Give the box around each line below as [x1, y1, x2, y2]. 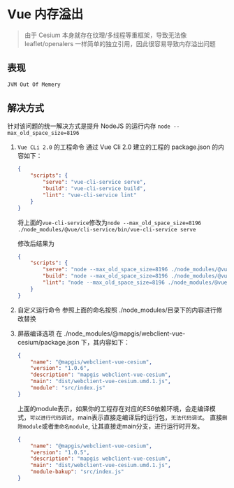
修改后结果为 [17, 239, 54, 247]
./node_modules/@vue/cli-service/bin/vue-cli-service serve [17, 226, 196, 233]
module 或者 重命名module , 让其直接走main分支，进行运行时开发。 [22, 422, 204, 430]
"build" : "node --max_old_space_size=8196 [43, 273, 168, 280]
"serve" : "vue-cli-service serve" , [43, 179, 147, 186]
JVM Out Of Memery [7, 81, 61, 88]
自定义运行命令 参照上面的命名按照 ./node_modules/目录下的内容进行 [17, 306, 217, 314]
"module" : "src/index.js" [30, 385, 106, 392]
